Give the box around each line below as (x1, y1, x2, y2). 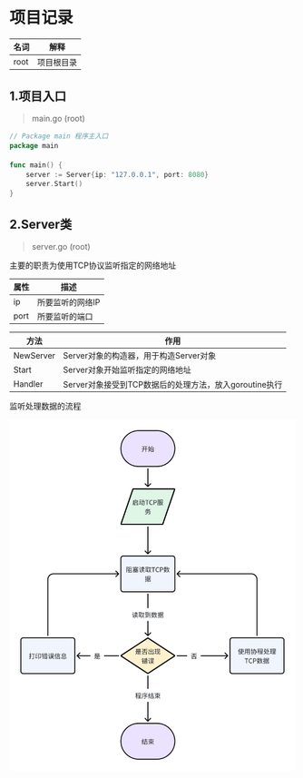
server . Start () (25, 180, 83, 189)
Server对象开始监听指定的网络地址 (63, 364, 192, 376)
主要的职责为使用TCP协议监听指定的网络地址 (9, 260, 177, 271)
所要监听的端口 (37, 310, 93, 321)
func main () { (9, 160, 64, 170)
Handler (13, 379, 44, 389)
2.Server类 (9, 216, 73, 231)
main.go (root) (31, 113, 86, 123)
